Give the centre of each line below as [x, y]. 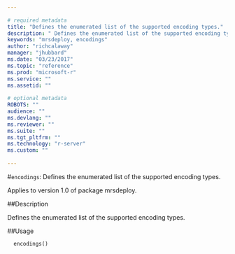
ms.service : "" [29, 79]
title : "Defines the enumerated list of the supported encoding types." [115, 27]
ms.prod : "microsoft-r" [42, 72]
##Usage [21, 231]
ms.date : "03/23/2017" [40, 59]
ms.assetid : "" [29, 85]
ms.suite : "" [26, 131]
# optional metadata [37, 99]
